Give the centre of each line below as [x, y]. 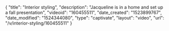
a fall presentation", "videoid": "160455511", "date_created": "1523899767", [83, 12]
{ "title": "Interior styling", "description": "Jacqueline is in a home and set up [84, 7]
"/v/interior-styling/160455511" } [39, 23]
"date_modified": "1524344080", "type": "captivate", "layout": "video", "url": [85, 18]
